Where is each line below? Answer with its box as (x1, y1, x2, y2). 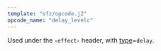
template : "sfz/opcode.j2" (7, 10, 87, 17)
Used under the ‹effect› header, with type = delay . (7, 36, 155, 44)
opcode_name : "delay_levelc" (7, 17, 94, 24)
